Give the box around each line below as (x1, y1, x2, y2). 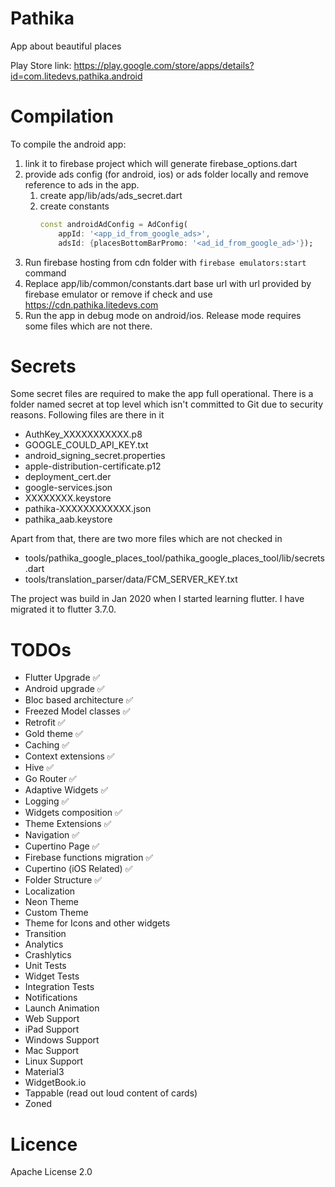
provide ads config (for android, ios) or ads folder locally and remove (24, 168, 310, 180)
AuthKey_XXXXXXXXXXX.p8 (24, 428, 143, 441)
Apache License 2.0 (10, 1166, 93, 1178)
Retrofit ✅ (24, 717, 66, 729)
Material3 (24, 1066, 65, 1078)
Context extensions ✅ (24, 750, 115, 762)
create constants (39, 200, 110, 212)
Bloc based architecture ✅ (24, 694, 134, 706)
